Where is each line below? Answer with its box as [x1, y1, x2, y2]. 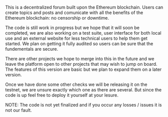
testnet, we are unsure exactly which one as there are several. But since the [5, 87, 162, 92]
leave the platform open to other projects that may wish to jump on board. [5, 61, 157, 67]
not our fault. [5, 107, 32, 113]
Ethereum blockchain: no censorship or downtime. [5, 15, 109, 21]
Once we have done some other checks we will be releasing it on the [5, 81, 147, 87]
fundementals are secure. [5, 46, 59, 52]
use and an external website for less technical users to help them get [5, 35, 148, 41]
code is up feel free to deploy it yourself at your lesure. [5, 92, 119, 98]
